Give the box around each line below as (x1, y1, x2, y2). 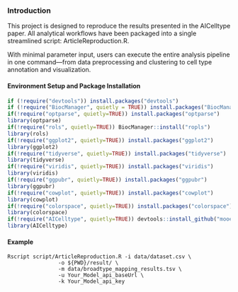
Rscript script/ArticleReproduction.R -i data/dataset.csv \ (7, 253, 192, 260)
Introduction (7, 6, 51, 16)
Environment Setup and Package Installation (7, 81, 141, 90)
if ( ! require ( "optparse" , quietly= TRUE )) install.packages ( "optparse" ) (7, 110, 220, 118)
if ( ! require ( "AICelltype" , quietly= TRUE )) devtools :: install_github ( (7, 216, 217, 223)
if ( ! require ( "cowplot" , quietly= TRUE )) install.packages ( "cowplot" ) (7, 189, 214, 197)
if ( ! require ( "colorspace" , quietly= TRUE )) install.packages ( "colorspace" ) (7, 202, 233, 210)
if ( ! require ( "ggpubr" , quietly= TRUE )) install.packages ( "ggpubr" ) (7, 176, 208, 183)
